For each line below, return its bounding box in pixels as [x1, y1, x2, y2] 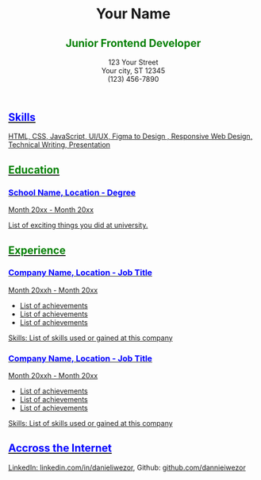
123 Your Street [108, 57, 159, 67]
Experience [8, 243, 66, 257]
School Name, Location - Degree [8, 187, 136, 198]
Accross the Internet [8, 442, 113, 455]
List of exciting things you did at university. [8, 220, 148, 230]
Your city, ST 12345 [102, 66, 165, 75]
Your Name [96, 5, 171, 23]
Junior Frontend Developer [65, 37, 202, 50]
